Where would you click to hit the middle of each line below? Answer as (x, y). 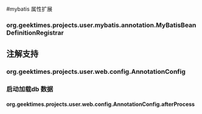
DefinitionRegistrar (35, 32)
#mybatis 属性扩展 (30, 9)
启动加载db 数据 (30, 89)
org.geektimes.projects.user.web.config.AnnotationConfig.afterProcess (101, 104)
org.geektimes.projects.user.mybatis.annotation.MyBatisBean (101, 25)
